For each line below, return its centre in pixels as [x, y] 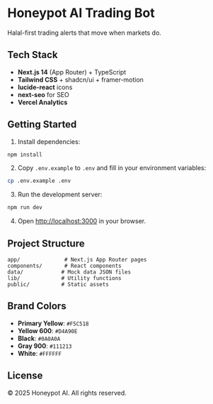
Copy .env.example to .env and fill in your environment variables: [112, 168]
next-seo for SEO [43, 94]
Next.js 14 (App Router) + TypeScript [72, 72]
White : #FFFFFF [40, 353]
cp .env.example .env [39, 181]
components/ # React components [64, 266]
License [25, 376]
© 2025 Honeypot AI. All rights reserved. [67, 393]
